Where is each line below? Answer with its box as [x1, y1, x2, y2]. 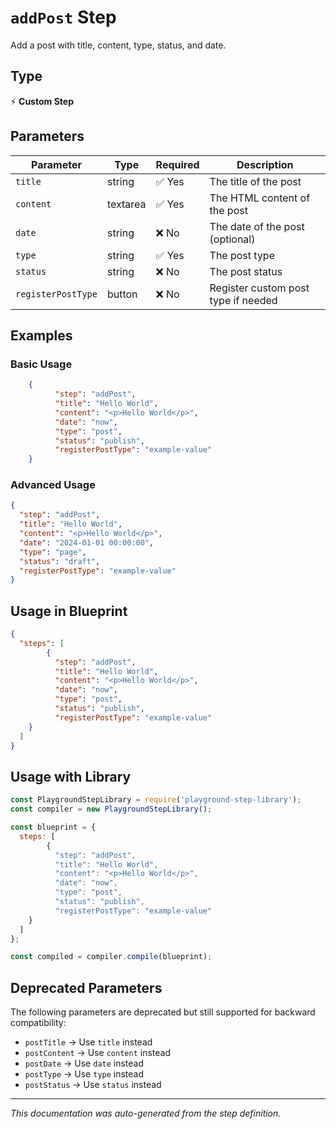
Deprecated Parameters [10, 979, 163, 996]
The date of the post [209, 219, 305, 233]
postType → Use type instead [24, 1068, 145, 1080]
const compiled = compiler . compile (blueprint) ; [10, 952, 213, 962]
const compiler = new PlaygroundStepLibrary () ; [10, 804, 213, 815]
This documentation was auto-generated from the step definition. [10, 1107, 282, 1120]
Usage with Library [10, 768, 132, 785]
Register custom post [209, 281, 310, 295]
